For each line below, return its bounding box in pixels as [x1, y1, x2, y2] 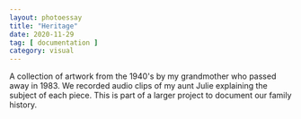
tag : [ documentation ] [9, 38, 99, 47]
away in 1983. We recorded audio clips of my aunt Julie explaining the [9, 81, 268, 91]
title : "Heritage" [9, 21, 78, 30]
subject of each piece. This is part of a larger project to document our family [9, 90, 292, 101]
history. [9, 99, 38, 110]
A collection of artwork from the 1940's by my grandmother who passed [9, 71, 277, 81]
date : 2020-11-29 [9, 30, 75, 38]
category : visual [9, 47, 75, 55]
